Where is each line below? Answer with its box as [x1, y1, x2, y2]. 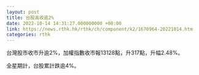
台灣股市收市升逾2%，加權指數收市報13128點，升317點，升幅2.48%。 [6, 49, 184, 57]
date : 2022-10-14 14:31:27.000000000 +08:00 [6, 20, 122, 26]
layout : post [6, 9, 40, 15]
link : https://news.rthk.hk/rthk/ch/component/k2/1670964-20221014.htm [6, 26, 193, 32]
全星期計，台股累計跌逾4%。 [6, 62, 80, 70]
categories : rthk [6, 32, 51, 38]
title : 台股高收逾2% [6, 15, 54, 21]
